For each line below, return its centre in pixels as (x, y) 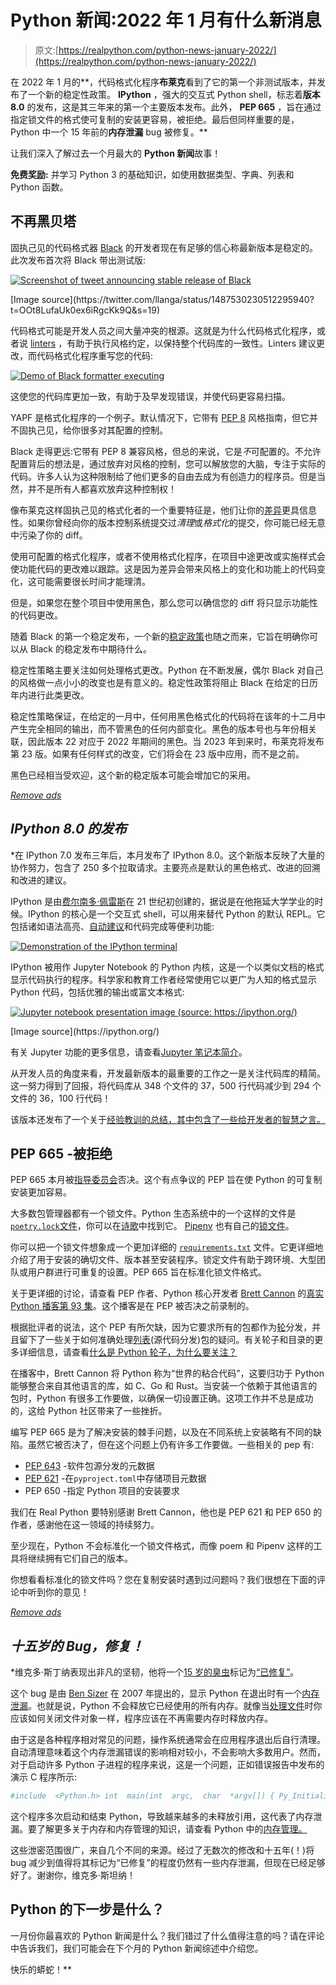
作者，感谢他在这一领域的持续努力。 (85, 1525)
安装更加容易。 (41, 1192)
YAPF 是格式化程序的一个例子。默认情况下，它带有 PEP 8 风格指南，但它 (160, 417)
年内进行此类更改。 (50, 695)
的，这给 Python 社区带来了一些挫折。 (89, 1411)
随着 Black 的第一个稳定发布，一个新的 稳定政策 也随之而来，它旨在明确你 (160, 636)
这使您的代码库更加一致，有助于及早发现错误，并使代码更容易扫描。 (150, 396)
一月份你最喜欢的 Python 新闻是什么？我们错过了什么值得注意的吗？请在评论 (167, 1935)
